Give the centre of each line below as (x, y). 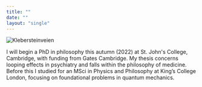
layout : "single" (28, 23)
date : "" (17, 18)
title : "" (19, 12)
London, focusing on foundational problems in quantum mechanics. (90, 78)
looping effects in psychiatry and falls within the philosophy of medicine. (96, 65)
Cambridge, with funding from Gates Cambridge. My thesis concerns (92, 59)
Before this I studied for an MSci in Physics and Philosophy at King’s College (101, 71)
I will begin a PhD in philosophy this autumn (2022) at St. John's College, (97, 52)
